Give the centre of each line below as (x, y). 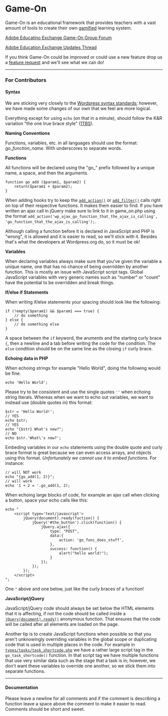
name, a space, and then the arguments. (47, 173)
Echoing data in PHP (27, 358)
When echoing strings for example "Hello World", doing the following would (83, 368)
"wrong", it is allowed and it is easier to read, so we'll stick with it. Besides (81, 236)
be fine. (13, 373)
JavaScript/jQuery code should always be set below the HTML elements (79, 608)
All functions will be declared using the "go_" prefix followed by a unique (80, 168)
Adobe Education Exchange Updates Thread (51, 47)
